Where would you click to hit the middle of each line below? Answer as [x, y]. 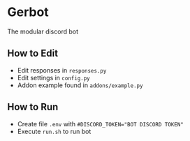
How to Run [33, 107]
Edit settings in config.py [54, 77]
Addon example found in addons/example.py [80, 85]
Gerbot [28, 12]
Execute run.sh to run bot [54, 131]
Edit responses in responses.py [62, 70]
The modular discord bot [43, 31]
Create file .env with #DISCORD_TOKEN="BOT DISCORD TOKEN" [100, 124]
